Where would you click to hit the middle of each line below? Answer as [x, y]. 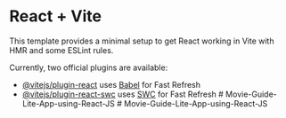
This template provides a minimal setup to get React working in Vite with [142, 41]
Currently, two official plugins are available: [89, 67]
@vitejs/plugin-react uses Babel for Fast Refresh [111, 84]
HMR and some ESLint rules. [61, 50]
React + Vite [56, 16]
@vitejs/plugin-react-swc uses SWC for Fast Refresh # [123, 94]
